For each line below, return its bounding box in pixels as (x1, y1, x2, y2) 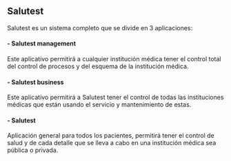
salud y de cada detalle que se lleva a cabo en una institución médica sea (7, 139, 217, 147)
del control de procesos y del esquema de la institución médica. (7, 62, 189, 71)
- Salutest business (7, 78, 64, 86)
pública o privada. (7, 146, 59, 154)
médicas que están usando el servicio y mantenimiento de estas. (7, 100, 192, 109)
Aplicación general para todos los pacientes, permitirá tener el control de (7, 131, 215, 140)
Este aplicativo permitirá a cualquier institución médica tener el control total (7, 55, 221, 63)
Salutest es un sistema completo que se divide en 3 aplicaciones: (7, 23, 193, 32)
